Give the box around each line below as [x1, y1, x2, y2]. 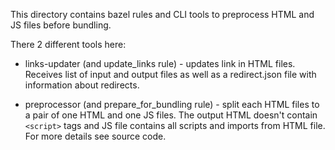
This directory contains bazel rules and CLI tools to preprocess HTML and [10, 9, 315, 20]
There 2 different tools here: [10, 39, 127, 50]
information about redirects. [24, 79, 140, 91]
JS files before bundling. [10, 19, 112, 31]
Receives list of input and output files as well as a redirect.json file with [24, 69, 317, 80]
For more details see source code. [24, 130, 167, 142]
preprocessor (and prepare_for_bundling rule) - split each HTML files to [24, 99, 320, 110]
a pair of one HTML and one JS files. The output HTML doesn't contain [24, 109, 318, 121]
